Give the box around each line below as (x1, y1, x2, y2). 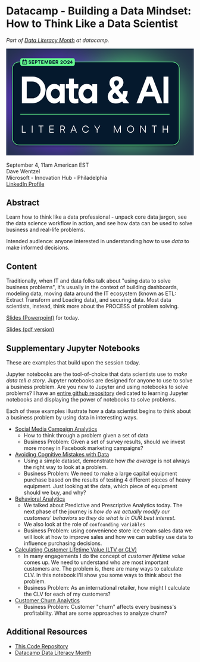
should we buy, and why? (23, 489, 86, 496)
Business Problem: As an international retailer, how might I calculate (23, 584, 190, 591)
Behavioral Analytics (14, 495, 65, 502)
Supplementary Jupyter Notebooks (6, 343, 140, 353)
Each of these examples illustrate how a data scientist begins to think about (6, 407, 192, 415)
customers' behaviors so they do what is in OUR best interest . (23, 514, 176, 521)
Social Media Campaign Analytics (14, 425, 98, 433)
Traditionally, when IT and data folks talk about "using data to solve (6, 277, 171, 284)
